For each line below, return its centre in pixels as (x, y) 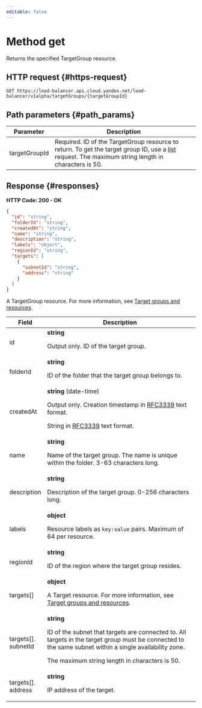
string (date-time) (73, 391)
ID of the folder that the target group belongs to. (115, 376)
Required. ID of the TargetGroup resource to (117, 142)
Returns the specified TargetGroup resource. (62, 58)
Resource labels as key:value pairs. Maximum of (115, 529)
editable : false (26, 12)
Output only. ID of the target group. (96, 346)
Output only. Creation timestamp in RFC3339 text (117, 405)
